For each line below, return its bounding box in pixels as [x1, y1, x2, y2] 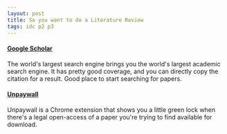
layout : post [7, 10, 45, 17]
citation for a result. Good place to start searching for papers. [7, 74, 182, 83]
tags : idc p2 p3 [7, 23, 54, 30]
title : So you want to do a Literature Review [7, 17, 144, 23]
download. [7, 120, 37, 128]
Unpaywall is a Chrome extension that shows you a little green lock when [7, 105, 216, 114]
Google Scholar [7, 44, 53, 52]
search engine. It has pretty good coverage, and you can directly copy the [7, 67, 219, 75]
